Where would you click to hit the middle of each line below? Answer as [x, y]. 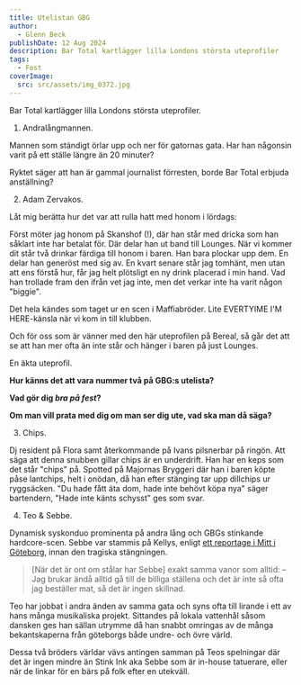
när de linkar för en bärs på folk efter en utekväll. [100, 671]
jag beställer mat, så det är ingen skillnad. [108, 588]
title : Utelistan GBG [50, 18]
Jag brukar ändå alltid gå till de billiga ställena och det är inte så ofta [157, 579]
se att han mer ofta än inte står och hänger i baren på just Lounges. [134, 345]
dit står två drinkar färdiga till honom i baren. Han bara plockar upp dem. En [149, 253]
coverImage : [31, 77]
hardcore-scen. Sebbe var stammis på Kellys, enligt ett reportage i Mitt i [142, 542]
